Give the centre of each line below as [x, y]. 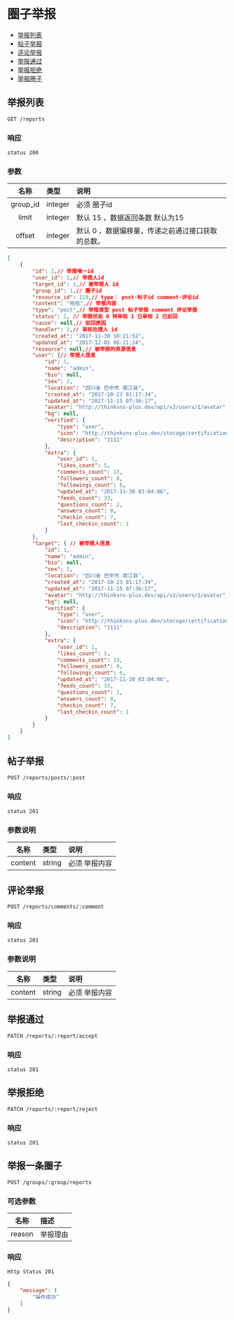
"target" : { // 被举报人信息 [71, 543]
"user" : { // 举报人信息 [64, 355]
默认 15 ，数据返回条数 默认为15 [130, 218]
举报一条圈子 [35, 1166]
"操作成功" [46, 1297]
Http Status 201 [31, 1272]
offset [25, 236]
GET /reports [26, 119]
